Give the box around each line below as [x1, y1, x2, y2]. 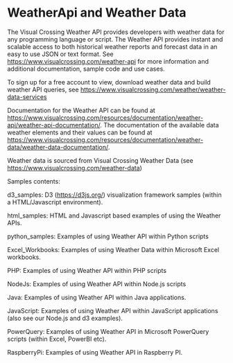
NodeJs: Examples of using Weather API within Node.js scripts [7, 279, 187, 288]
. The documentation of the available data [100, 121, 220, 129]
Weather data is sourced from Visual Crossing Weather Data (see [7, 156, 193, 164]
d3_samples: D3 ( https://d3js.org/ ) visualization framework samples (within [7, 191, 222, 199]
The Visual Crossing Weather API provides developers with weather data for [7, 28, 225, 36]
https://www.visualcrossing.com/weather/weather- [80, 85, 226, 94]
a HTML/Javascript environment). [7, 197, 103, 206]
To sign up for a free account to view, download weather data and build [7, 78, 212, 86]
